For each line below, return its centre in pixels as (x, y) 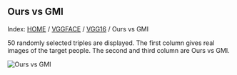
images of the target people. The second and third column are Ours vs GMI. (118, 50)
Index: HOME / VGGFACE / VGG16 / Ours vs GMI (78, 29)
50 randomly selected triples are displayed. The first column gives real (111, 43)
